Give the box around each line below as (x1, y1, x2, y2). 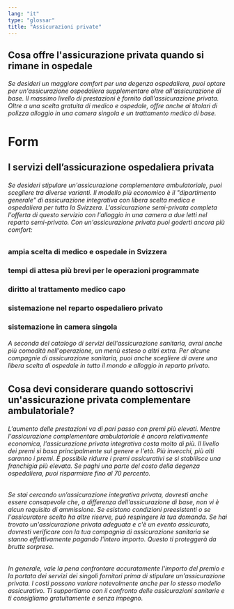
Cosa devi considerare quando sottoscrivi (8, 383, 194, 395)
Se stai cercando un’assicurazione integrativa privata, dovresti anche (8, 490, 208, 499)
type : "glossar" (8, 17, 55, 24)
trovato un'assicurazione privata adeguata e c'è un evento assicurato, (8, 520, 211, 529)
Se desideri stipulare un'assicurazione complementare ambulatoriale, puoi (8, 181, 222, 189)
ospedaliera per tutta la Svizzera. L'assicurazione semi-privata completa (8, 203, 218, 212)
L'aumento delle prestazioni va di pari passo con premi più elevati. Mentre (8, 424, 221, 433)
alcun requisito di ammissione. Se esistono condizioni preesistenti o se (8, 506, 211, 514)
